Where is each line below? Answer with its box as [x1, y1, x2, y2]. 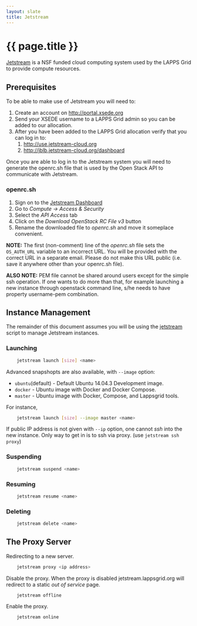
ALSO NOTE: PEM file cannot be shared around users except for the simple [6, 271, 189, 279]
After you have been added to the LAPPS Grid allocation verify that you [14, 128, 187, 135]
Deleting [6, 507, 31, 515]
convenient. [14, 230, 44, 237]
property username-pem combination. [6, 290, 99, 297]
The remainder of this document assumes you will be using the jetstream [6, 323, 183, 330]
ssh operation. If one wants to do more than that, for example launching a [6, 278, 184, 285]
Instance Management [6, 307, 91, 317]
